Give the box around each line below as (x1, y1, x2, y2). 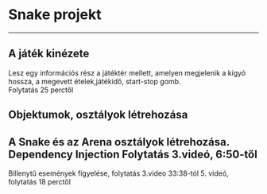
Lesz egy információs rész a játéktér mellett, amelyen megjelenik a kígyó (8, 68, 246, 77)
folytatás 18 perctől (8, 177, 72, 186)
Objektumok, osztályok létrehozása (8, 108, 188, 122)
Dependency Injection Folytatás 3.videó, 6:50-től (8, 147, 258, 161)
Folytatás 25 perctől (8, 85, 74, 95)
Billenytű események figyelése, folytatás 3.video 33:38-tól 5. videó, (8, 169, 229, 178)
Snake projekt (8, 6, 102, 24)
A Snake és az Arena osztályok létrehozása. (8, 135, 230, 149)
